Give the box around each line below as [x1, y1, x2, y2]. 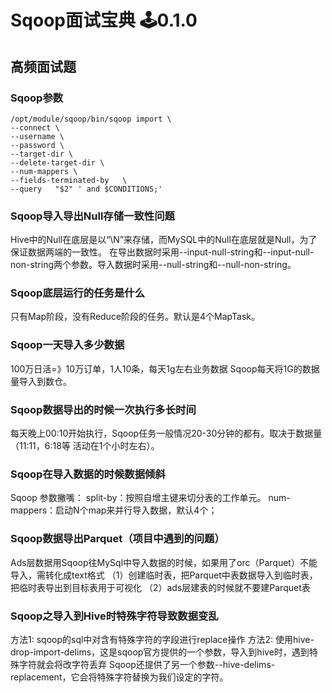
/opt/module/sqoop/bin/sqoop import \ [10, 114, 172, 124]
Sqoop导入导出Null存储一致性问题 [10, 209, 175, 223]
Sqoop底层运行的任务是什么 [10, 286, 145, 300]
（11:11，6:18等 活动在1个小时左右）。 [10, 440, 160, 452]
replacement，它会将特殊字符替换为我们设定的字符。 [10, 671, 229, 683]
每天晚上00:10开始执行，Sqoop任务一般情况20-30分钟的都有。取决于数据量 [10, 427, 323, 440]
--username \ [10, 131, 65, 141]
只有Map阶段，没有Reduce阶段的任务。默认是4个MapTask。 [10, 311, 261, 323]
